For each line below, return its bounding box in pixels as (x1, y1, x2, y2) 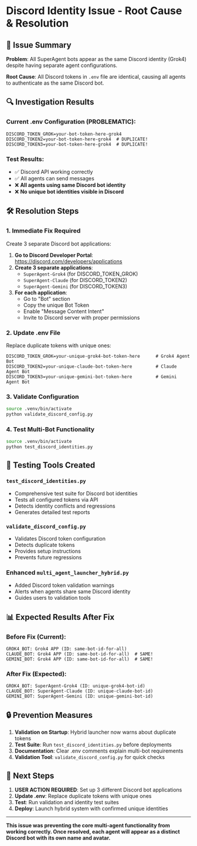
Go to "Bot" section (23, 295, 70, 302)
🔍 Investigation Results (6, 97, 94, 107)
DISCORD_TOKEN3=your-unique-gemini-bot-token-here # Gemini (6, 374, 177, 380)
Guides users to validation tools (14, 595, 91, 602)
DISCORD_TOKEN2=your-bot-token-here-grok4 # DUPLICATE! (6, 136, 148, 142)
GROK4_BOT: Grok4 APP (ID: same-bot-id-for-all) (6, 646, 127, 652)
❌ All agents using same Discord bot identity (14, 181, 126, 189)
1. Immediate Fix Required (6, 227, 81, 235)
